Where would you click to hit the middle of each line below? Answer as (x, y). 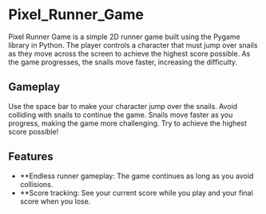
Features (31, 157)
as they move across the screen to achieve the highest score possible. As (129, 53)
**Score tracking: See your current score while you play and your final (136, 193)
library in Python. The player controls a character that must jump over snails (133, 45)
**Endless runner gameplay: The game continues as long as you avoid (137, 176)
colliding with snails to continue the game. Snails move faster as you (121, 115)
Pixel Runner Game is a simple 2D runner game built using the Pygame (125, 37)
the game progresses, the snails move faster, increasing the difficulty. (123, 62)
